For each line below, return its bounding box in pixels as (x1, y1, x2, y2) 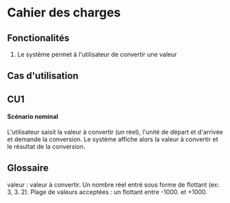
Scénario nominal (7, 112, 58, 121)
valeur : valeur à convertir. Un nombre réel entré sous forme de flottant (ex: (7, 180, 220, 189)
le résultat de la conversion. (7, 142, 86, 150)
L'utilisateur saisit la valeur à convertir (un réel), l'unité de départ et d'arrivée (7, 128, 223, 136)
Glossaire (7, 163, 49, 174)
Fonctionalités (7, 32, 70, 44)
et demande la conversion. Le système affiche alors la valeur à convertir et (7, 135, 218, 143)
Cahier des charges (7, 5, 122, 21)
